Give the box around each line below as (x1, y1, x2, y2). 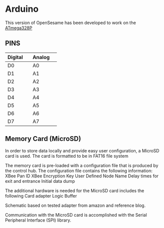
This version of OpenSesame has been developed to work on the (5, 20, 136, 26)
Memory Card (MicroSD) (5, 135, 81, 143)
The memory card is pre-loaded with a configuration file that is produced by (5, 162, 159, 168)
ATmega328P (5, 25, 33, 30)
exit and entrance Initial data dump (5, 178, 75, 184)
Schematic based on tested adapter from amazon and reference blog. (5, 202, 146, 208)
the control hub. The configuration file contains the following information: (5, 168, 153, 173)
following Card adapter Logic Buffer (5, 193, 77, 199)
